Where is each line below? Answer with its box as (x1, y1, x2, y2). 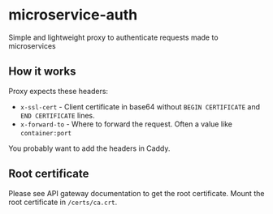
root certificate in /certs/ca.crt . (8, 197, 118, 207)
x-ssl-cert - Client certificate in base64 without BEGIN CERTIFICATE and (19, 101, 261, 111)
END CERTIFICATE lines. (19, 110, 95, 120)
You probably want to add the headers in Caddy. (8, 143, 171, 153)
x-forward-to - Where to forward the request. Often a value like (19, 119, 233, 129)
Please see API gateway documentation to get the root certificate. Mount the (8, 188, 265, 198)
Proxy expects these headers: (8, 86, 108, 96)
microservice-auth (8, 6, 138, 24)
